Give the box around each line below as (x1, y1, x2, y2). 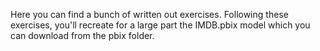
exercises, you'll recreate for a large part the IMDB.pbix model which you (10, 19, 311, 31)
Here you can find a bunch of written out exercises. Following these (10, 9, 289, 20)
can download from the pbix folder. (10, 30, 155, 41)
